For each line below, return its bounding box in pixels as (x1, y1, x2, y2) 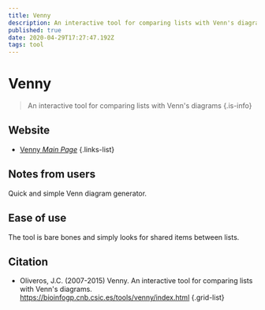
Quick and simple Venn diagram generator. (8, 189, 147, 198)
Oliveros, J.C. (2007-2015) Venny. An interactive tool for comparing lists (19, 276, 253, 286)
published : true (8, 26, 62, 34)
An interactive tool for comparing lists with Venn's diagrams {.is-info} (27, 101, 252, 110)
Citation (8, 255, 49, 268)
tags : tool (8, 41, 44, 49)
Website (8, 124, 50, 137)
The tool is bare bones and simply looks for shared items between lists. (8, 232, 240, 241)
